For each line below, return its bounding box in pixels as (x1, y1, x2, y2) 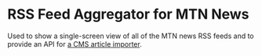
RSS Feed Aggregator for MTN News (7, 5, 249, 23)
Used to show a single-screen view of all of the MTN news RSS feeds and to (7, 31, 254, 40)
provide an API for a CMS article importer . (7, 39, 142, 48)
